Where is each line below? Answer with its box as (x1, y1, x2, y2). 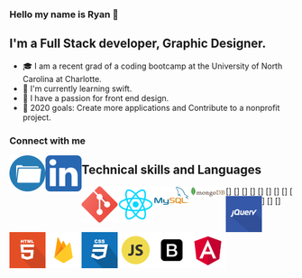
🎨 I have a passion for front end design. (22, 92, 169, 103)
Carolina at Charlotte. (22, 73, 102, 84)
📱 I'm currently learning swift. (22, 83, 133, 94)
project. (22, 112, 51, 123)
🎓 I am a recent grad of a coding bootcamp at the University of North (22, 60, 283, 71)
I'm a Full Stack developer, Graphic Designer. (9, 36, 267, 51)
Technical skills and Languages (81, 162, 261, 178)
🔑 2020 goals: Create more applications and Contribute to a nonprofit (22, 102, 280, 113)
